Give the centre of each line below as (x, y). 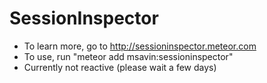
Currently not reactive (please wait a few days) (120, 67)
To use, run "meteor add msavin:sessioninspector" (128, 56)
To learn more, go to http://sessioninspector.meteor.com (140, 46)
